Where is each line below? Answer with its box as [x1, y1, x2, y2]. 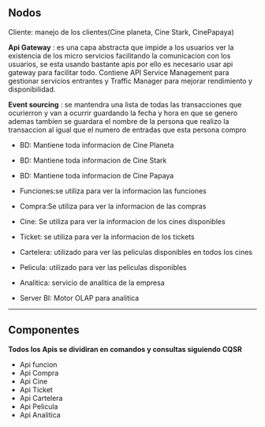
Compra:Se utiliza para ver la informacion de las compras [19, 201, 207, 211]
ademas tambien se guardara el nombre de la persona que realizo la [8, 116, 230, 125]
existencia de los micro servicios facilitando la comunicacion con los [8, 51, 231, 60]
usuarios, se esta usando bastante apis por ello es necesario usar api [8, 59, 233, 69]
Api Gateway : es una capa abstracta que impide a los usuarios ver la [8, 43, 234, 52]
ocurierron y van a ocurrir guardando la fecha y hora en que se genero [8, 108, 238, 118]
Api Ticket [19, 384, 53, 394]
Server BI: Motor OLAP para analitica [19, 293, 140, 302]
